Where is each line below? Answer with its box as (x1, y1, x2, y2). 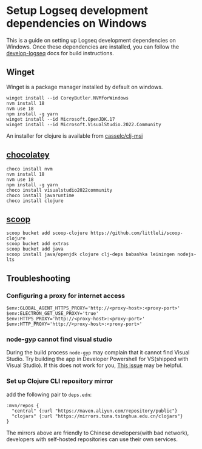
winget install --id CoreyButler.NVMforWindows (6, 95, 129, 101)
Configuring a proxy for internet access (6, 291, 126, 300)
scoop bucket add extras (6, 241, 69, 247)
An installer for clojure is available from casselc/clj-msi (6, 132, 143, 140)
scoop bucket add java (6, 246, 64, 252)
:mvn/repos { (6, 402, 39, 408)
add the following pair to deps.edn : (6, 391, 92, 398)
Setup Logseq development (6, 4, 149, 18)
